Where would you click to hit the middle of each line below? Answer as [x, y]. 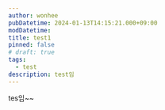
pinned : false [32, 45]
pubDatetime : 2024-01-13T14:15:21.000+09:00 [83, 23]
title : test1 [30, 38]
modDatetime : [30, 30]
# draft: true [32, 52]
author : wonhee [33, 15]
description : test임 [41, 74]
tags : [17, 60]
